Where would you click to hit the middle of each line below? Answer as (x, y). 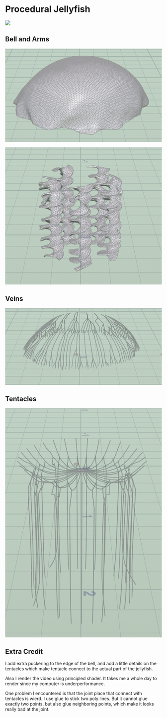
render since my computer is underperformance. (55, 684)
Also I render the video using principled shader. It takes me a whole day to (81, 679)
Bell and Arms (27, 39)
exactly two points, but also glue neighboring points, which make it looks (80, 704)
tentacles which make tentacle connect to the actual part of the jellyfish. (79, 669)
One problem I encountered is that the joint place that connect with (74, 694)
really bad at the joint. (27, 709)
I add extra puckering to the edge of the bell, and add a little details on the (81, 664)
